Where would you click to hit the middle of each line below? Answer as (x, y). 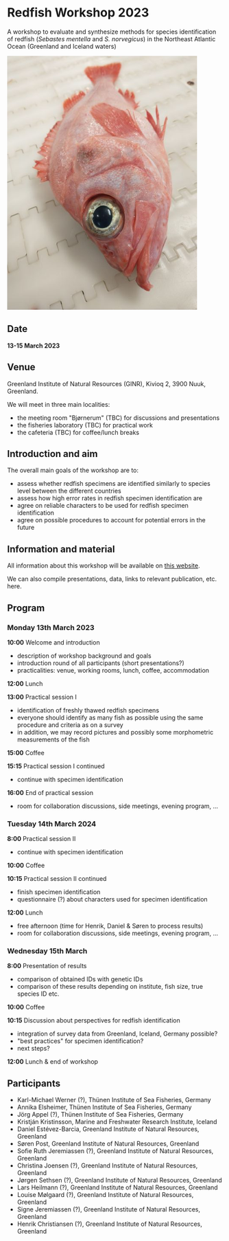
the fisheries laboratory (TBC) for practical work (85, 425)
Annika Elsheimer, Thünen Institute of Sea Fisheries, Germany (104, 1107)
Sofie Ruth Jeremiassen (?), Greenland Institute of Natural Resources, (115, 1151)
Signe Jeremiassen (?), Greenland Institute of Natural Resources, (109, 1209)
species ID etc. (38, 994)
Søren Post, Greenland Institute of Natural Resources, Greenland (108, 1144)
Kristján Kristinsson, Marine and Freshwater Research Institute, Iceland (117, 1122)
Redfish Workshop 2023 (78, 13)
